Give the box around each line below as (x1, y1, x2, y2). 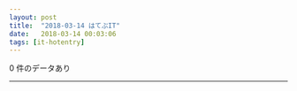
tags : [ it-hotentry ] (9, 37, 86, 47)
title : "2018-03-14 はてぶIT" (9, 21, 121, 30)
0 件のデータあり (9, 63, 71, 73)
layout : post (9, 12, 57, 22)
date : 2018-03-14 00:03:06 (9, 29, 117, 38)
